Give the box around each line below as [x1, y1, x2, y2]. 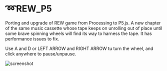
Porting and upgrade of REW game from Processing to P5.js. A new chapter [5, 19, 161, 25]
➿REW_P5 [5, 3, 52, 14]
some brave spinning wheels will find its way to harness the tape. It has [5, 30, 152, 36]
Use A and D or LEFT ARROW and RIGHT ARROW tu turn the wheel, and [5, 45, 153, 51]
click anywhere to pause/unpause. [5, 50, 76, 56]
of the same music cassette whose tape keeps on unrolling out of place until [5, 25, 162, 31]
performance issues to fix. [5, 35, 59, 41]
